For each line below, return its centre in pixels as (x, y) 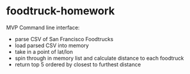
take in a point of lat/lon (44, 51)
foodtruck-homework (60, 11)
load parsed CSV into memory (52, 45)
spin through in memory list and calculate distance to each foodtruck (99, 58)
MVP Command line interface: (43, 27)
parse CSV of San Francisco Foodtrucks (64, 39)
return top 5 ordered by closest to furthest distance (78, 64)
